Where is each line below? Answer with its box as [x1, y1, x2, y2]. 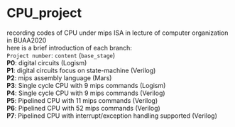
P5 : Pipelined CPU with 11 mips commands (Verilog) [6, 96, 158, 104]
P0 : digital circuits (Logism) [6, 58, 87, 67]
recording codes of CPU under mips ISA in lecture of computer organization [6, 28, 229, 37]
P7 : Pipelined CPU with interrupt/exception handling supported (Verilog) [6, 111, 217, 120]
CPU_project [6, 5, 82, 21]
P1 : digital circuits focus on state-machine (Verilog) [6, 66, 156, 74]
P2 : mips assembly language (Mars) [6, 73, 112, 82]
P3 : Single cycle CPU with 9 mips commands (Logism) [6, 81, 166, 89]
